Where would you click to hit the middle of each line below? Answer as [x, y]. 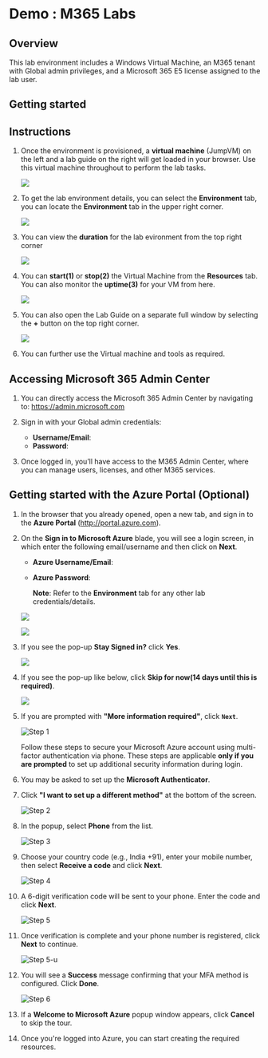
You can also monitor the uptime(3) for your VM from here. [118, 285]
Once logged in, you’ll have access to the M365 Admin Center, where [135, 462]
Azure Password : [61, 577]
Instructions [40, 131]
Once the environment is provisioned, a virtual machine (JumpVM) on [136, 151]
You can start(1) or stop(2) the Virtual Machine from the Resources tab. [139, 276]
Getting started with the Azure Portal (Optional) [130, 495]
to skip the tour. [46, 1023]
